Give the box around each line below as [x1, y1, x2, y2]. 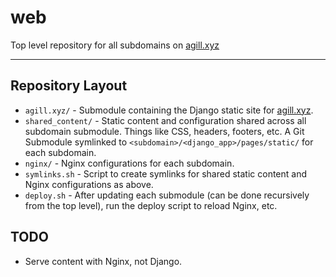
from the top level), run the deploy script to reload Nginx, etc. [24, 199, 278, 211]
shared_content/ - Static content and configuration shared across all [24, 114, 307, 126]
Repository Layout [10, 77, 128, 95]
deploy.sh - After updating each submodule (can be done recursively [24, 189, 310, 201]
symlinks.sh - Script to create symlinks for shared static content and [24, 167, 308, 180]
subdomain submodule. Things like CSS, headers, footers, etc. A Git [24, 125, 305, 137]
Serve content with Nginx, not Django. [24, 255, 183, 267]
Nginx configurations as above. [24, 178, 154, 190]
